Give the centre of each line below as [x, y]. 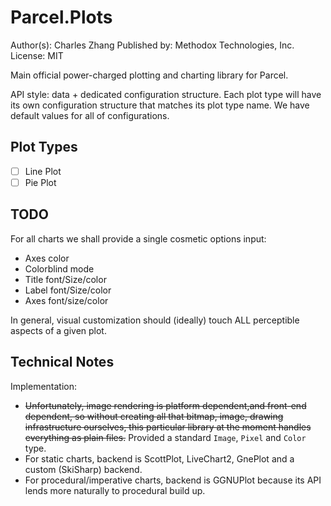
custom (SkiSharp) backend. [83, 469]
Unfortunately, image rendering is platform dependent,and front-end [165, 405]
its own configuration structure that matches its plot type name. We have [160, 105]
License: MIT [37, 55]
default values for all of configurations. [90, 115]
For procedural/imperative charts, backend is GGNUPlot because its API [173, 480]
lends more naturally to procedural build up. [115, 490]
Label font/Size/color [68, 290]
